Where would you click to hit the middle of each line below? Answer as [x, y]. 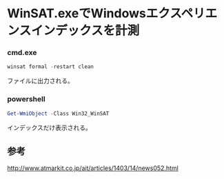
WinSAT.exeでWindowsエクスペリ [106, 13]
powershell [27, 99]
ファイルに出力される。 [40, 81]
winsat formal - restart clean [51, 67]
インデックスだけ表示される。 [49, 127]
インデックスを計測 [85, 31]
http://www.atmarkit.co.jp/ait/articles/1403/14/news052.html [93, 168]
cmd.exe [22, 53]
